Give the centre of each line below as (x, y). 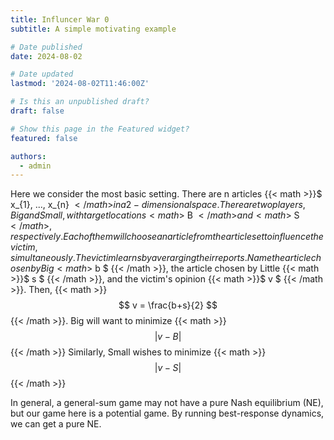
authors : (28, 156)
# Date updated (42, 74)
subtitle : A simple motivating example (93, 29)
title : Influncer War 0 (60, 19)
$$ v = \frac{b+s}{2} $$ (168, 305)
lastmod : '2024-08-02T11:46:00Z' (80, 84)
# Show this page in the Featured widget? (100, 129)
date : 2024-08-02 (46, 56)
